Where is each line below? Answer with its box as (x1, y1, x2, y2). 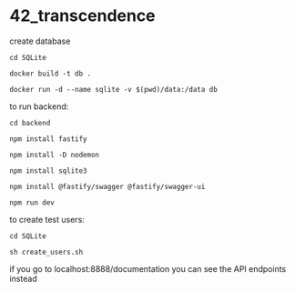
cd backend (9, 118, 51, 127)
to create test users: (9, 214, 85, 225)
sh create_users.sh (9, 247, 84, 256)
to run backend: (9, 101, 69, 112)
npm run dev (9, 197, 55, 207)
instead (9, 273, 38, 284)
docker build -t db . (9, 69, 92, 78)
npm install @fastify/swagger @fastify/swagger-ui (9, 182, 206, 191)
